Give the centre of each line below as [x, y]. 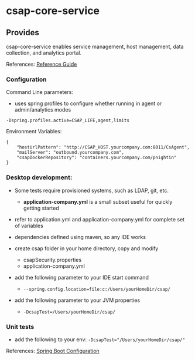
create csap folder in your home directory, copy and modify [86, 248]
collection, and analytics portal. [44, 53]
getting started [41, 208]
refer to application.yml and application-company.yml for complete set [100, 219]
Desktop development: [39, 177]
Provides [23, 33]
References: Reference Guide [42, 64]
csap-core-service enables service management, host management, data [95, 46]
